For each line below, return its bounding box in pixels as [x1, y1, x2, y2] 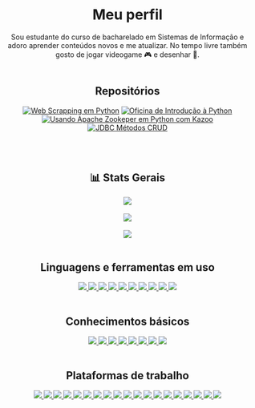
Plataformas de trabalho [66, 369, 189, 382]
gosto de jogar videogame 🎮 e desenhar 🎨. [55, 50, 200, 59]
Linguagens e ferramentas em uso [40, 261, 215, 274]
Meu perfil [92, 6, 163, 24]
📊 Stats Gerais [89, 171, 166, 185]
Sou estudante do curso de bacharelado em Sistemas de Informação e [10, 32, 245, 42]
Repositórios [95, 84, 160, 98]
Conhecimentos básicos [65, 314, 190, 328]
